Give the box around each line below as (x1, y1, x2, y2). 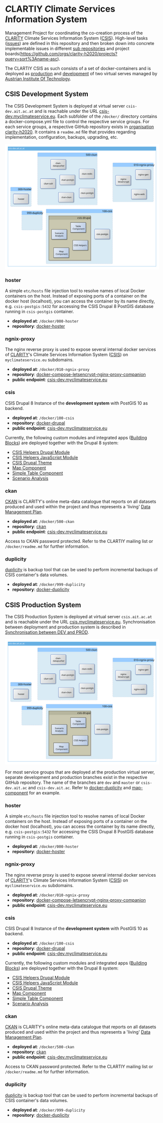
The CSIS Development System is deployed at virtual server (5, 103, 125, 108)
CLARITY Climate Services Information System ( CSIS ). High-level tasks (5, 35, 148, 41)
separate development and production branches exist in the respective (5, 775, 147, 780)
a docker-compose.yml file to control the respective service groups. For (5, 118, 150, 124)
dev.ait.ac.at (5, 109, 34, 114)
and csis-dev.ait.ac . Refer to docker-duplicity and (28, 785, 131, 791)
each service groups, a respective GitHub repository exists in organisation (5, 124, 154, 130)
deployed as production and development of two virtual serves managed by (5, 70, 158, 76)
